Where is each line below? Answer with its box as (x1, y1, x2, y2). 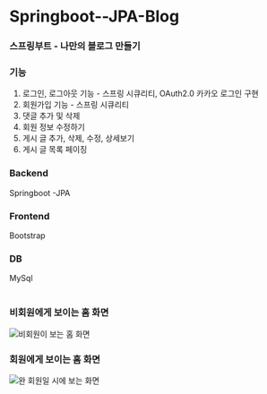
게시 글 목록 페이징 (22, 144, 88, 155)
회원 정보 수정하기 (22, 122, 85, 133)
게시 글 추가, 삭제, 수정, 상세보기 (22, 133, 135, 144)
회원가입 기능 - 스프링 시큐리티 (22, 99, 130, 110)
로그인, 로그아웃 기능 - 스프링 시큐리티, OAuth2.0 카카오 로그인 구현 (22, 88, 259, 99)
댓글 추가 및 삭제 (22, 110, 81, 122)
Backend (9, 167, 49, 180)
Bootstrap (9, 230, 47, 241)
